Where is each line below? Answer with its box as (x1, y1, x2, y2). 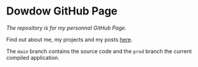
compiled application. (6, 54, 60, 61)
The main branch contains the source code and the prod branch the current (6, 47, 192, 55)
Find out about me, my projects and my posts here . (6, 36, 133, 43)
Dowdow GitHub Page (6, 4, 118, 18)
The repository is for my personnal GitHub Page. (6, 24, 127, 31)
